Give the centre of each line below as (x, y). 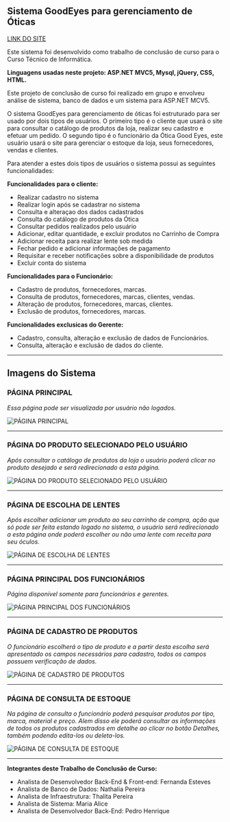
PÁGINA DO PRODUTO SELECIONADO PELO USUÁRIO (98, 445)
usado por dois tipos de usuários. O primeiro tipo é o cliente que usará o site (115, 121)
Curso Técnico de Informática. (50, 59)
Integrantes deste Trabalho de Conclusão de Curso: (82, 768)
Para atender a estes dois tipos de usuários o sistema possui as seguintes (111, 163)
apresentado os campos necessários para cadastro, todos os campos (107, 654)
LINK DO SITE (27, 38)
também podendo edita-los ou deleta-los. (66, 735)
